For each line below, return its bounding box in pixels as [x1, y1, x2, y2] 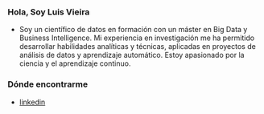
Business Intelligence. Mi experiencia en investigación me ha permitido [19, 33, 255, 43]
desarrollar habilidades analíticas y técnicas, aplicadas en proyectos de [19, 42, 257, 51]
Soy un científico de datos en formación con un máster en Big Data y [19, 25, 248, 35]
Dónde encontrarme [7, 79, 89, 90]
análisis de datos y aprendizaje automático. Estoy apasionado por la [19, 51, 245, 60]
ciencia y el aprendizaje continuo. [19, 59, 131, 68]
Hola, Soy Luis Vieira [7, 6, 90, 18]
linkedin [19, 97, 46, 107]
